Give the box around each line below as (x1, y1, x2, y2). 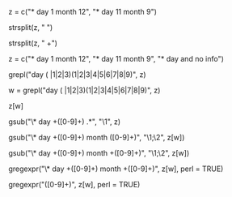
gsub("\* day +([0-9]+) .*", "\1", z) (8, 117, 121, 126)
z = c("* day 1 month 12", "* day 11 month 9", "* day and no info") (8, 54, 225, 63)
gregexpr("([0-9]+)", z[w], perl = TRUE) (8, 180, 141, 189)
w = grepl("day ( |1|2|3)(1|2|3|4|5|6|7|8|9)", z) (8, 85, 161, 95)
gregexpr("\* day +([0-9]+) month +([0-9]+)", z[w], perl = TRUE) (8, 164, 224, 173)
